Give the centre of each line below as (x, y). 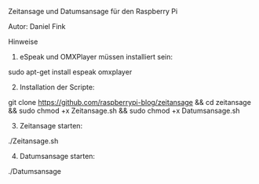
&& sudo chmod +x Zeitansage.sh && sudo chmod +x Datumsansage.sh (124, 110)
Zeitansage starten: (51, 126)
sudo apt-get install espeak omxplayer (70, 72)
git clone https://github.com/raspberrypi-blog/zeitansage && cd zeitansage (129, 102)
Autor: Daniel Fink (37, 26)
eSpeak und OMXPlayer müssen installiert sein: (96, 57)
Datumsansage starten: (57, 156)
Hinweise (23, 41)
